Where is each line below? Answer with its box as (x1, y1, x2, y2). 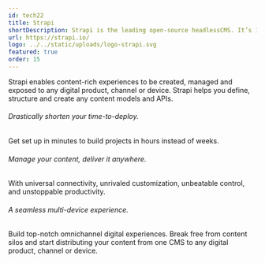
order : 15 (8, 56, 41, 64)
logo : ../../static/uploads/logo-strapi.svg (8, 41, 157, 49)
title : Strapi (8, 19, 55, 27)
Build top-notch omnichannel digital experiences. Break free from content (8, 229, 248, 239)
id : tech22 (8, 11, 44, 20)
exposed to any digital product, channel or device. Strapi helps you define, (8, 85, 251, 94)
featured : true (8, 48, 58, 56)
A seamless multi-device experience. (8, 205, 129, 214)
